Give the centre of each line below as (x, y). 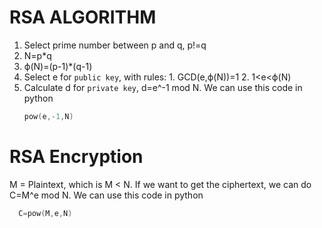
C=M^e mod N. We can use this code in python (106, 195)
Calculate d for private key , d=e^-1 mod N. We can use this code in (163, 87)
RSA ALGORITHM (83, 17)
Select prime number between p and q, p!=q (115, 45)
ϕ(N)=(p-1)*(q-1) (58, 66)
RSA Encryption (76, 157)
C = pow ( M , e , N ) (45, 213)
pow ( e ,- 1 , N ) (48, 116)
